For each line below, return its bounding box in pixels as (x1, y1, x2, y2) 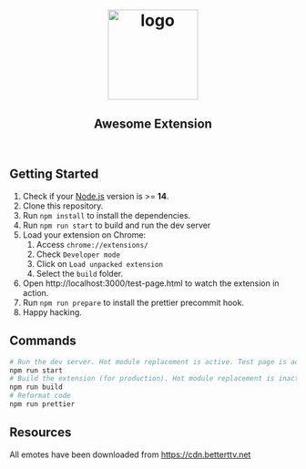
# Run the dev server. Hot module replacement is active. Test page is (9, 357, 287, 366)
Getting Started (9, 167, 99, 182)
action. (22, 287, 49, 298)
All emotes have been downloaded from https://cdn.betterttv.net (9, 449, 251, 460)
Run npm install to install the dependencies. (22, 209, 191, 220)
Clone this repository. (22, 200, 104, 211)
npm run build (9, 382, 64, 392)
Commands (9, 333, 77, 349)
